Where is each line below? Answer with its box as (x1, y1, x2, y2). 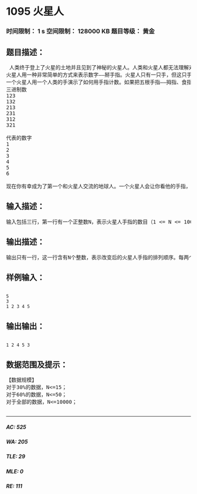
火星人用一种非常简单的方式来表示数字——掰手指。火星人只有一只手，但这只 (6, 71, 187, 78)
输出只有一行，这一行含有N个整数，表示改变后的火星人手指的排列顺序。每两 (6, 254, 189, 260)
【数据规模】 (6, 376, 37, 383)
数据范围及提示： (6, 360, 68, 370)
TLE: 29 (6, 453, 25, 460)
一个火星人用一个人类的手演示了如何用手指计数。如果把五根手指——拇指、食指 (6, 79, 192, 85)
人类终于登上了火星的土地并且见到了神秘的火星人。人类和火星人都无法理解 (9, 64, 189, 70)
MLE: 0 (6, 468, 23, 475)
